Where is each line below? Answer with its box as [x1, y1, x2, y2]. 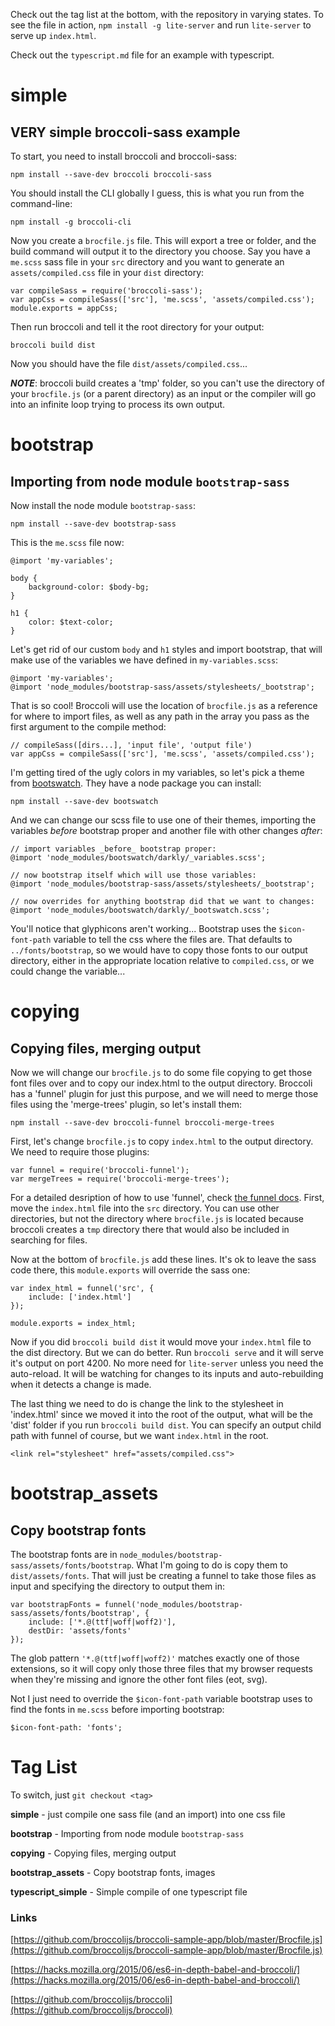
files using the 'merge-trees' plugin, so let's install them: [10, 1099, 243, 1110]
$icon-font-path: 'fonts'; [10, 1723, 123, 1733]
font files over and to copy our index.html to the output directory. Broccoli [10, 1077, 313, 1089]
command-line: [10, 198, 73, 209]
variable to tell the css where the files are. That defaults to [53, 934, 293, 945]
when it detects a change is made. [10, 1379, 152, 1390]
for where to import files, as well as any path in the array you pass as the [10, 710, 310, 722]
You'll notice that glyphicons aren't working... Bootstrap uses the [10, 923, 277, 934]
